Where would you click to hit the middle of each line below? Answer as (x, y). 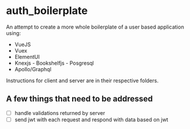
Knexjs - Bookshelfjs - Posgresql (54, 63)
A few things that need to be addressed (79, 99)
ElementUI (27, 57)
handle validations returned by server (60, 113)
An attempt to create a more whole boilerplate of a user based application (95, 27)
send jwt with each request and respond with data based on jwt (91, 119)
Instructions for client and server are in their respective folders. (82, 81)
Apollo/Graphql (33, 69)
